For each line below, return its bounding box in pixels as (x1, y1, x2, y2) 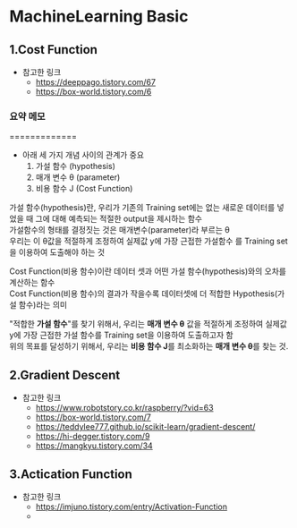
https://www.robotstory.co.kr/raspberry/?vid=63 (35, 403, 214, 413)
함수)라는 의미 (18, 300, 68, 311)
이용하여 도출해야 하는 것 (18, 247, 106, 258)
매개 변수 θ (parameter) (35, 172, 121, 183)
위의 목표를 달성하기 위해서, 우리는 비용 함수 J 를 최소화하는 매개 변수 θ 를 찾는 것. (9, 341, 289, 352)
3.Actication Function (9, 466, 132, 481)
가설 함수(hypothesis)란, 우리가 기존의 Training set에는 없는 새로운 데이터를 (9, 202, 276, 213)
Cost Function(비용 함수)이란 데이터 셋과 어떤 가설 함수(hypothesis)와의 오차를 (9, 266, 286, 277)
